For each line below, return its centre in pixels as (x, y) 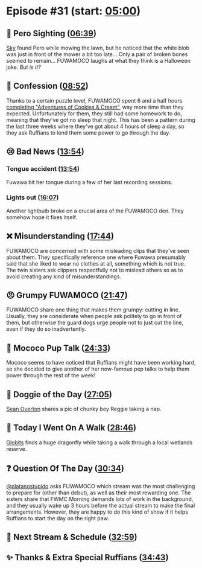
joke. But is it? (24, 67)
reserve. (17, 448)
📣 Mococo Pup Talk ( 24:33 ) (58, 348)
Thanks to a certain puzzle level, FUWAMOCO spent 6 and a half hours (94, 100)
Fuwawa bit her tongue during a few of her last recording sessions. (90, 182)
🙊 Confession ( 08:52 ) (47, 86)
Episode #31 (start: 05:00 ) (74, 11)
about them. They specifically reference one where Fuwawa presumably (96, 257)
